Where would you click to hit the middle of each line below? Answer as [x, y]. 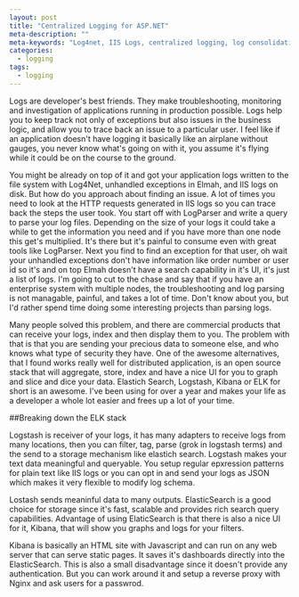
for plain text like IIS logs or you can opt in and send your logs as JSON [139, 472]
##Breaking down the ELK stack [68, 417]
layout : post [33, 17]
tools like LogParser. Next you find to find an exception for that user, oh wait [148, 250]
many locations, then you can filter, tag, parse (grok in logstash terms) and [146, 444]
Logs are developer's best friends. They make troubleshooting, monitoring [145, 101]
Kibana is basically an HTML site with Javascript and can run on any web [143, 545]
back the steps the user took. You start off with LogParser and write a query [149, 213]
